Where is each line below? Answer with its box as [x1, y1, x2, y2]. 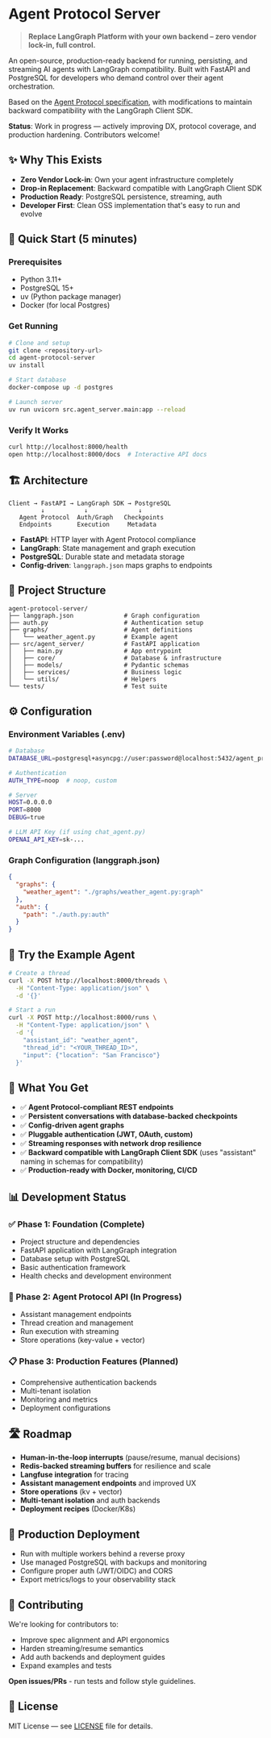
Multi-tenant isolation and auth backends [19, 1495, 161, 1505]
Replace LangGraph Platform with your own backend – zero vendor [27, 31, 256, 41]
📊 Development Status [8, 1190, 127, 1204]
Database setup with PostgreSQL [19, 1253, 131, 1263]
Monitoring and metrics [19, 1394, 98, 1404]
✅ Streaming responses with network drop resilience [19, 1139, 202, 1148]
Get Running [8, 320, 59, 331]
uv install [8, 361, 45, 369]
